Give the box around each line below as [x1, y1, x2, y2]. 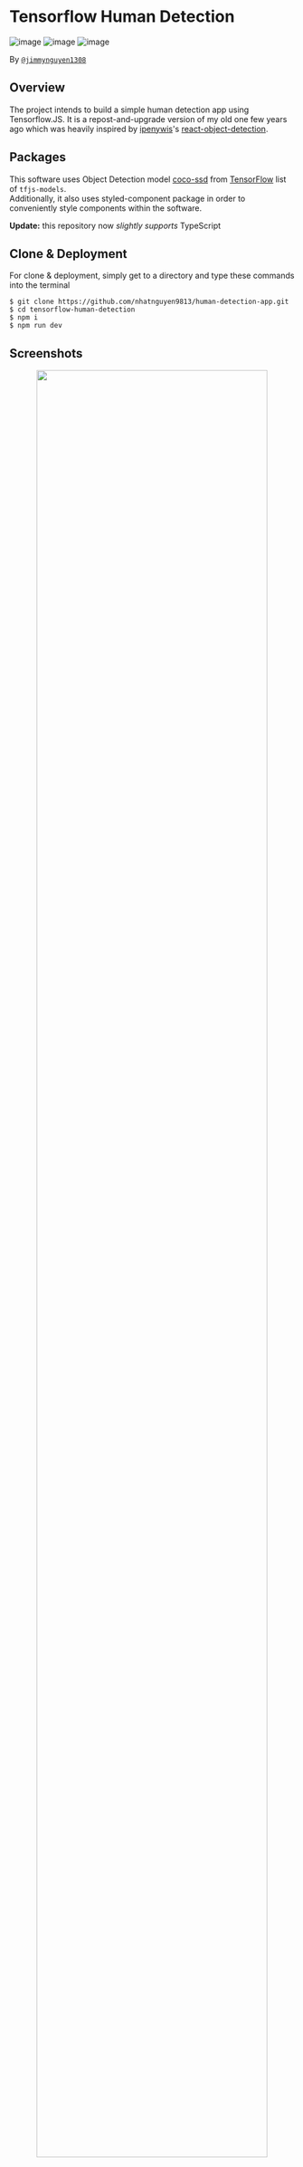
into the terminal [9, 280, 71, 291]
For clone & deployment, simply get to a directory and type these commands [9, 270, 295, 282]
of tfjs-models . [9, 183, 67, 194]
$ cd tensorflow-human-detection [9, 305, 136, 314]
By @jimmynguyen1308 [9, 53, 87, 64]
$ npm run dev [9, 321, 63, 330]
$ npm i [9, 313, 39, 322]
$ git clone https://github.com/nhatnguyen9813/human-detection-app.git [9, 297, 289, 307]
